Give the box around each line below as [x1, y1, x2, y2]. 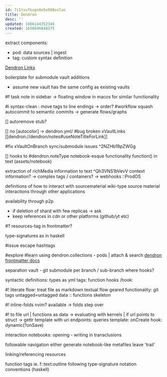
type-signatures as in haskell [5, 233, 65, 239]
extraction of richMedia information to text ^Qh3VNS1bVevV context [5, 168, 145, 174]
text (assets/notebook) [5, 159, 52, 165]
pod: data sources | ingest [12, 50, 66, 56]
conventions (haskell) [5, 366, 49, 372]
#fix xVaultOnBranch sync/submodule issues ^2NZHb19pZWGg [5, 144, 136, 150]
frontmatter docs [5, 258, 40, 264]
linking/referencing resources [5, 351, 66, 357]
